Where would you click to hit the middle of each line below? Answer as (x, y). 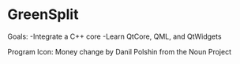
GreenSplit (43, 15)
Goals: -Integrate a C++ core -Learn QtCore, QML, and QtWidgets (114, 36)
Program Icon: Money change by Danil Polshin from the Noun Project (120, 51)
